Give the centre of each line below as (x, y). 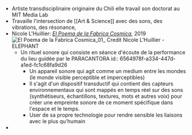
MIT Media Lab (30, 15)
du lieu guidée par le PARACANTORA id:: (69, 59)
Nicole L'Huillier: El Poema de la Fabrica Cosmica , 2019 (79, 34)
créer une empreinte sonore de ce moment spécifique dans (101, 102)
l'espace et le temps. (55, 109)
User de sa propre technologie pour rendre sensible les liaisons (106, 115)
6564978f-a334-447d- (148, 59)
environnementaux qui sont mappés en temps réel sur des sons (106, 90)
